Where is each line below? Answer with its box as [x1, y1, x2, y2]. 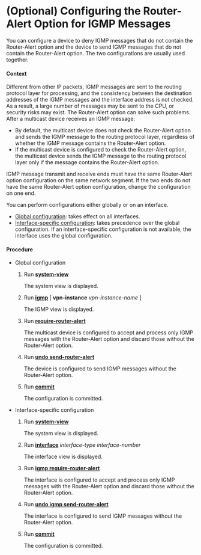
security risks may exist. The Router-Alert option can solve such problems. [6, 109, 191, 116]
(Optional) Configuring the [6, 4, 141, 18]
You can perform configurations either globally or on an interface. [6, 201, 169, 209]
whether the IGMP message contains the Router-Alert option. [14, 140, 166, 147]
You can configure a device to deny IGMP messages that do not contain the [6, 37, 193, 44]
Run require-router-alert [23, 317, 86, 325]
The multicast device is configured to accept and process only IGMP [23, 329, 194, 336]
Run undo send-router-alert [23, 354, 95, 361]
